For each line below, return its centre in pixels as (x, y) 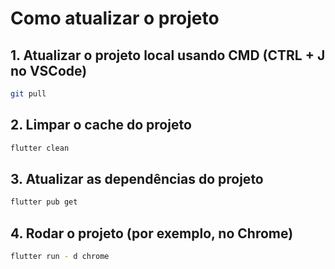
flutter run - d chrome (60, 257)
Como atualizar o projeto (115, 18)
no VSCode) (49, 70)
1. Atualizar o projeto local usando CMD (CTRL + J (168, 55)
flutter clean (40, 148)
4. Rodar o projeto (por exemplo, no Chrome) (152, 233)
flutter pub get (44, 202)
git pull (28, 94)
